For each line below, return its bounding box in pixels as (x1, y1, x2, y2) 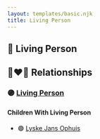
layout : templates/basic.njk (7, 10, 93, 18)
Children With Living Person (7, 108, 92, 117)
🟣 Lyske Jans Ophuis (17, 124, 81, 133)
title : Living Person (7, 17, 71, 24)
